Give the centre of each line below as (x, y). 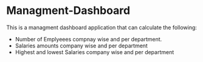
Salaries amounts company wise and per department (81, 46)
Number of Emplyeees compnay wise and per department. (88, 39)
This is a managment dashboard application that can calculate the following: (102, 27)
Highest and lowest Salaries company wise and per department (95, 52)
